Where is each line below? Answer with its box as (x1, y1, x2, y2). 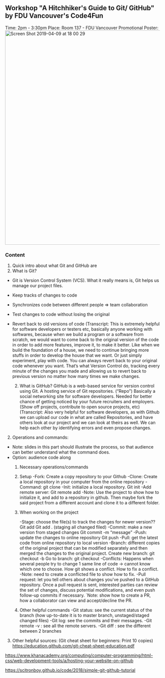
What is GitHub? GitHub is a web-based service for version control (19, 383, 155, 389)
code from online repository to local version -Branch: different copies (19, 540, 160, 546)
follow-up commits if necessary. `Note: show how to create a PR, (19, 592, 151, 599)
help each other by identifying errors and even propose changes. (19, 425, 151, 431)
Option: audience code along (12, 454, 71, 460)
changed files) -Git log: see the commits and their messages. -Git (19, 618, 152, 624)
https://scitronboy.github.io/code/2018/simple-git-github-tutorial (5, 667, 136, 673)
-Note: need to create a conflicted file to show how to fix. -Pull (19, 571, 146, 577)
